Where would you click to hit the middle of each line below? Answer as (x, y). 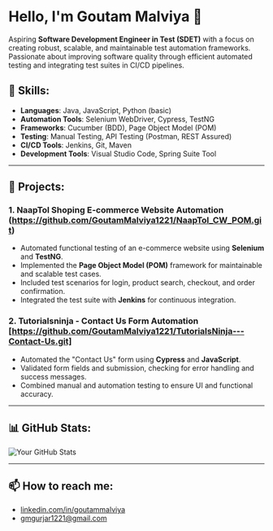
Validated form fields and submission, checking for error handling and (137, 368)
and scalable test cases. (61, 274)
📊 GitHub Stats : (50, 428)
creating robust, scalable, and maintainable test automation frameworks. (130, 47)
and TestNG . (41, 257)
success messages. (53, 376)
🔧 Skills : (29, 91)
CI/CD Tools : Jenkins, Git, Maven (76, 145)
